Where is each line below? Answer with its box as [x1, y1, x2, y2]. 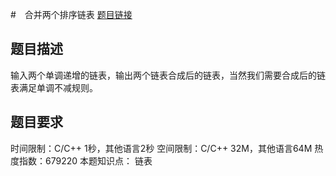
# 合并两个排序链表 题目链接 [10, 9, 133, 20]
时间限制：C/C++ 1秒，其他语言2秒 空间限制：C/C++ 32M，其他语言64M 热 [10, 142, 324, 154]
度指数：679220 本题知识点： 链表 [10, 154, 153, 167]
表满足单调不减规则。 [10, 81, 98, 93]
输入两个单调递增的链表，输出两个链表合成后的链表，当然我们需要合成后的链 [10, 69, 326, 81]
